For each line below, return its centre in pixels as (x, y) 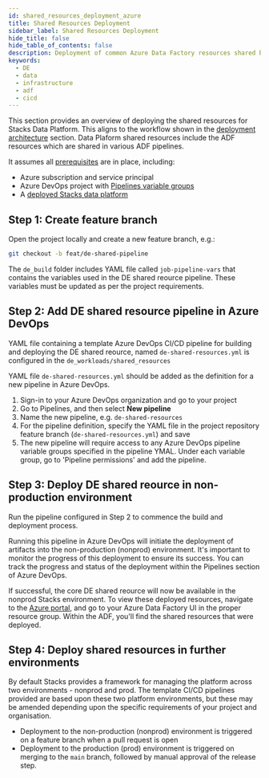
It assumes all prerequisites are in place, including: (92, 162)
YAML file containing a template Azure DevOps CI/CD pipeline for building (130, 343)
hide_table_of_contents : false (60, 46)
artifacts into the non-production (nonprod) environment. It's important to (129, 549)
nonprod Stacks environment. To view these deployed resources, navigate (131, 599)
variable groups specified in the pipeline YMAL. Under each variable (132, 451)
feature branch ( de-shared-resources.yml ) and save (105, 434)
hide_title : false (39, 38)
